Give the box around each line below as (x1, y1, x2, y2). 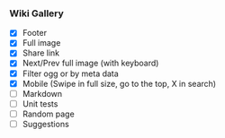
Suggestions (22, 118, 69, 129)
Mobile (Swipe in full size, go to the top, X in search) (22, 78, 217, 89)
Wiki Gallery (9, 7, 65, 20)
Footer (22, 28, 48, 39)
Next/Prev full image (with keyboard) (22, 57, 159, 69)
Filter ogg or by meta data (22, 68, 119, 79)
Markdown (22, 88, 63, 99)
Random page (22, 108, 75, 119)
